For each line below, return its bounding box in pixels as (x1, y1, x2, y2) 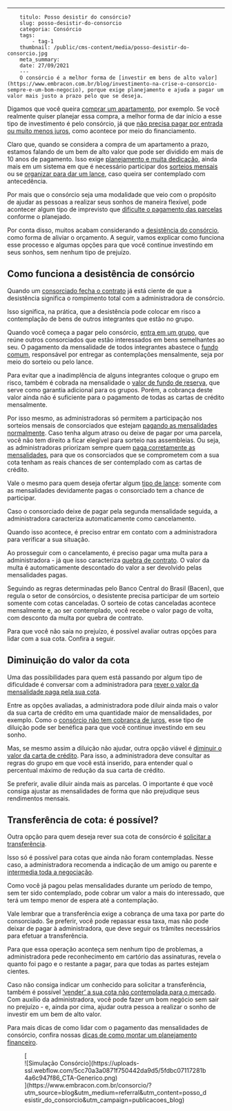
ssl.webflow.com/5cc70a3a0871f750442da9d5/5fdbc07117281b (24, 1067, 206, 1075)
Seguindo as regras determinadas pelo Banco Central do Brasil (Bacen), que (7, 584, 224, 593)
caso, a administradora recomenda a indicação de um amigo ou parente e (7, 861, 217, 869)
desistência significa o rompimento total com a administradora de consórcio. (7, 294, 225, 302)
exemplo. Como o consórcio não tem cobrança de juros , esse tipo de (7, 715, 204, 724)
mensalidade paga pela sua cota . (7, 688, 101, 696)
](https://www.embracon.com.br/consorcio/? (24, 1081, 152, 1090)
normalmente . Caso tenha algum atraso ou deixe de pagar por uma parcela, (7, 428, 222, 437)
